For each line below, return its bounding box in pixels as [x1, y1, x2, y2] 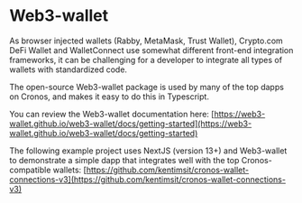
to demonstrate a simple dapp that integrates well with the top [9, 154, 240, 165]
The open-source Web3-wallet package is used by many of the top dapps [9, 81, 284, 92]
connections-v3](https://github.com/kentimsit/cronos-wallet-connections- [9, 173, 287, 185]
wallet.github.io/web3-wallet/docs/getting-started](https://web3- [9, 118, 252, 129]
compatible [9, 164, 51, 175]
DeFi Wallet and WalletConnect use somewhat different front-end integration [9, 44, 294, 55]
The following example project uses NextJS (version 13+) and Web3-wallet [9, 145, 288, 156]
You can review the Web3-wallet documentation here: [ [9, 108, 215, 119]
